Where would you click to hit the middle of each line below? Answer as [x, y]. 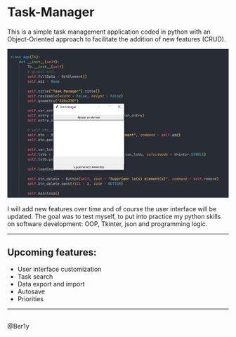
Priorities [31, 299]
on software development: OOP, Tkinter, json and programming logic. [107, 224]
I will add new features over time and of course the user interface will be [112, 209]
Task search [35, 277]
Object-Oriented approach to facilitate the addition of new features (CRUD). [117, 39]
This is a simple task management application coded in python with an [109, 32]
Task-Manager [51, 12]
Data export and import [51, 284]
